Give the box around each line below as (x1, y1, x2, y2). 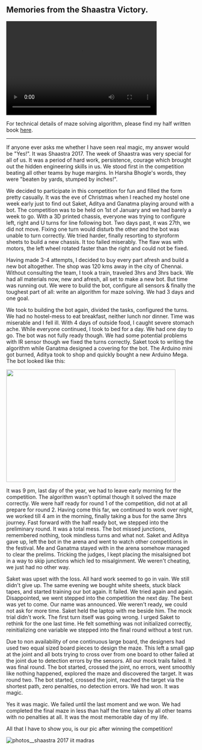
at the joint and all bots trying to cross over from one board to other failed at (6, 650, 194, 657)
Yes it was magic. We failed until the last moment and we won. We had (6, 700, 181, 708)
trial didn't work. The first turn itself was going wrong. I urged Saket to (6, 613, 180, 621)
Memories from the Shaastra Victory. (6, 5, 148, 15)
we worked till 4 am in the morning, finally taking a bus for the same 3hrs (6, 512, 187, 519)
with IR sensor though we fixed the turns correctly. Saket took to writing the (6, 338, 194, 345)
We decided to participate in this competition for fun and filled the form (6, 187, 182, 194)
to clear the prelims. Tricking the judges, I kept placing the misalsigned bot (6, 550, 191, 558)
